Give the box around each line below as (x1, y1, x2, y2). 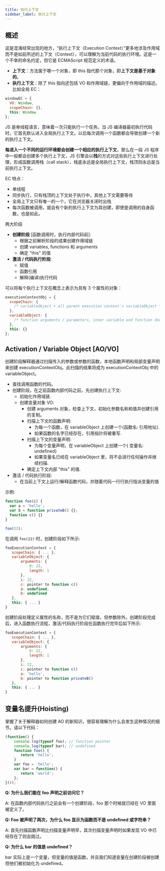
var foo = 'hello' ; (14, 762, 54, 767)
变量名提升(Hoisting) (5, 704, 69, 713)
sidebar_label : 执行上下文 (5, 12, 56, 17)
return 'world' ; (20, 771, 54, 776)
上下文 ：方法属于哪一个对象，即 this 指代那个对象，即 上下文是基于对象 (12, 68, 156, 74)
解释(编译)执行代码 (19, 274, 57, 280)
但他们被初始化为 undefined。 (5, 860, 66, 866)
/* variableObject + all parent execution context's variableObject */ (14, 304, 164, 309)
